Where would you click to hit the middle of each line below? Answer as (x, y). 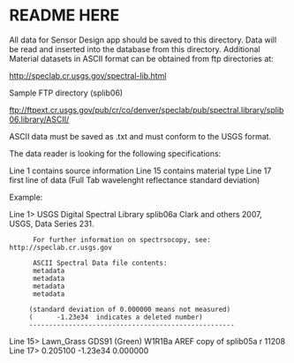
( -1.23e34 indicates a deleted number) (116, 317)
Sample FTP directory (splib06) (66, 93)
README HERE (64, 15)
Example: (26, 197)
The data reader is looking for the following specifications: (115, 153)
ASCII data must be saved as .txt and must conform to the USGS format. (140, 136)
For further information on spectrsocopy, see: (122, 239)
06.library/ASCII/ (39, 119)
